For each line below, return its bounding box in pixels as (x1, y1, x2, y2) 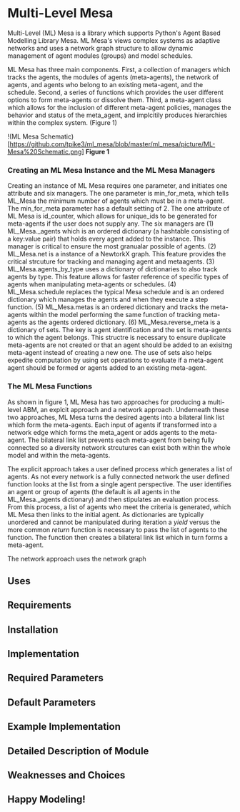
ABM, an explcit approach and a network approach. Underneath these (22, 405, 229, 413)
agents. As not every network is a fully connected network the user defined (7, 472, 230, 481)
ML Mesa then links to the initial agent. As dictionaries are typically (7, 510, 204, 518)
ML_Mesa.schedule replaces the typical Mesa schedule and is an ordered (7, 288, 224, 296)
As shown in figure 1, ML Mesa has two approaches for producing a (7, 398, 206, 406)
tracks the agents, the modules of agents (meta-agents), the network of (7, 73, 219, 81)
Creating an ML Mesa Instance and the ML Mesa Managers (7, 165, 216, 175)
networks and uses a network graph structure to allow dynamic (7, 44, 194, 52)
